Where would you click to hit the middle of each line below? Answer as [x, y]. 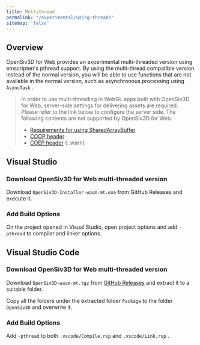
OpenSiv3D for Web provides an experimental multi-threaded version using [99, 62]
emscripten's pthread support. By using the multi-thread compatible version [100, 68]
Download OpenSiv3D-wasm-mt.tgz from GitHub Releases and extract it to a [98, 282]
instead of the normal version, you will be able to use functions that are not [99, 75]
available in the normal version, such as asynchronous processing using [95, 81]
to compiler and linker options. [64, 234]
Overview [25, 47]
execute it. [19, 198]
